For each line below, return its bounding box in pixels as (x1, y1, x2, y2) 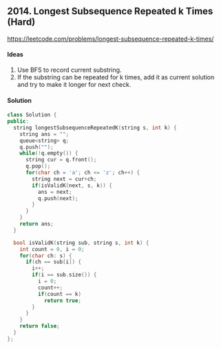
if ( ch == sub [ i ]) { (25, 259, 81, 266)
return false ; (19, 323, 60, 330)
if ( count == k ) (37, 290, 81, 297)
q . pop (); (25, 163, 51, 170)
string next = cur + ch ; (32, 175, 97, 182)
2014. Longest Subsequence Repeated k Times (7, 6, 213, 17)
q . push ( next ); (37, 195, 78, 202)
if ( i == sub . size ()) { (32, 272, 97, 279)
